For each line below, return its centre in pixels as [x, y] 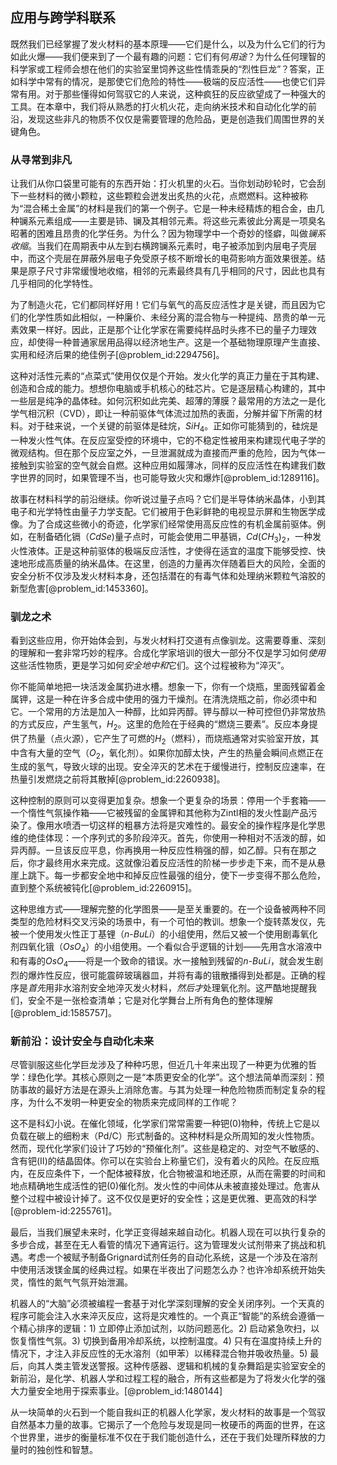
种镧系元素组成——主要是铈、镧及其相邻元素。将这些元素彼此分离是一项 [159, 221]
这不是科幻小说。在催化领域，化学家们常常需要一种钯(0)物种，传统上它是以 [165, 1124]
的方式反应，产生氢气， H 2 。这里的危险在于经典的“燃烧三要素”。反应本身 [160, 725]
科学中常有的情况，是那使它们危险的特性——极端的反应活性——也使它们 [167, 81]
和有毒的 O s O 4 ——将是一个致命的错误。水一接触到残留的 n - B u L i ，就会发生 [162, 962]
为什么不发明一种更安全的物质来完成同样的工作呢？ [132, 1102]
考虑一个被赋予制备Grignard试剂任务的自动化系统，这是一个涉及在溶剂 [172, 1257]
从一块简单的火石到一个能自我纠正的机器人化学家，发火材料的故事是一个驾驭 [168, 1412]
